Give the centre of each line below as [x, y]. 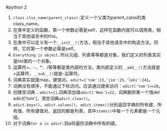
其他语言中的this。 [41, 36]
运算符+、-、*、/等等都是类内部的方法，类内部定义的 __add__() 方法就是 [86, 67]
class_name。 [27, 24]
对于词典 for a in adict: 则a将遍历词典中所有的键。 [66, 123]
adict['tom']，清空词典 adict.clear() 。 [52, 98]
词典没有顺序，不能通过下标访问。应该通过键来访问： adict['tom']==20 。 [88, 86]
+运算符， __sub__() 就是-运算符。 [47, 73]
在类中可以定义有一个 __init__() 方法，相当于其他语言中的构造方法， [83, 42]
